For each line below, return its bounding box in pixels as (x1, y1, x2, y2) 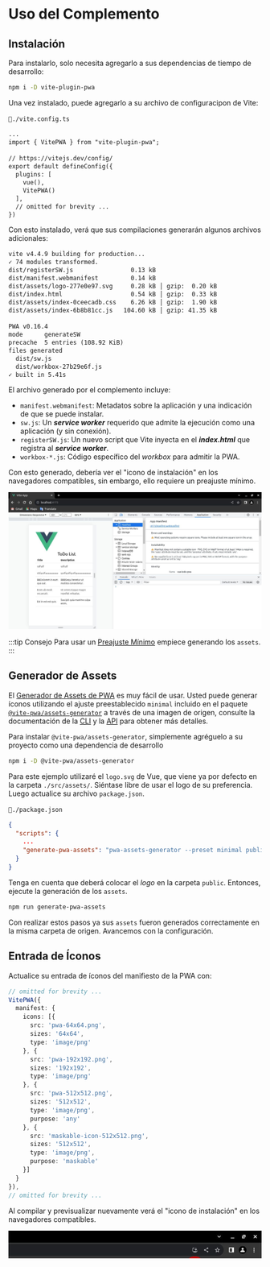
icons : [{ (22, 1012, 56, 1021)
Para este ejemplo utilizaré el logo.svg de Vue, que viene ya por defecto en (8, 771, 257, 781)
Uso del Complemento (8, 5, 160, 23)
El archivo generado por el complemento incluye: (8, 384, 171, 395)
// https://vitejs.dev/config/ (8, 154, 113, 162)
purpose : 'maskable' (29, 1157, 99, 1166)
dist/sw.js (15, 354, 52, 362)
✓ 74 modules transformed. (8, 258, 99, 266)
